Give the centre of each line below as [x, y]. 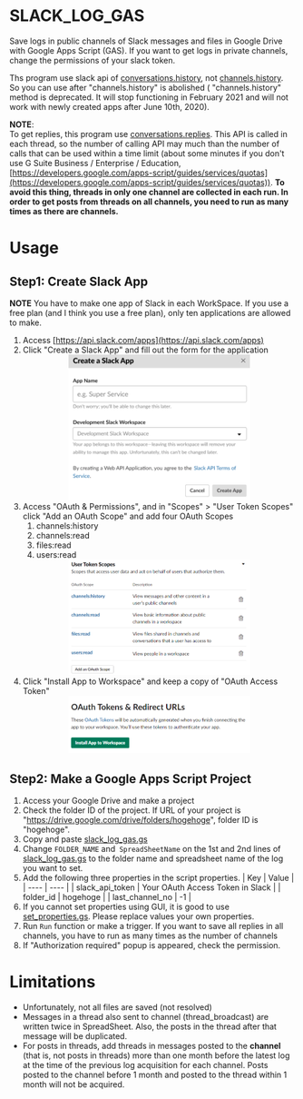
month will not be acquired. [73, 1084]
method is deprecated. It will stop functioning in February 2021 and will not [149, 97]
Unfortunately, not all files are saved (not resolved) [117, 1007]
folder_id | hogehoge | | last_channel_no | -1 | [107, 896]
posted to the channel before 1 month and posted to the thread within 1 [155, 1074]
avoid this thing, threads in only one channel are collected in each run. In [149, 192]
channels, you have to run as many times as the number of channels [150, 936]
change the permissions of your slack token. [93, 60]
